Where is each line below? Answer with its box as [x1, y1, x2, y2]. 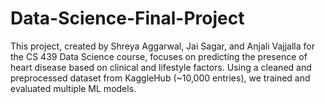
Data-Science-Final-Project [10, 7, 245, 30]
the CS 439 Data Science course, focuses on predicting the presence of [10, 50, 308, 62]
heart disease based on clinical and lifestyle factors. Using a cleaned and [10, 61, 312, 73]
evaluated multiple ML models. [10, 82, 137, 94]
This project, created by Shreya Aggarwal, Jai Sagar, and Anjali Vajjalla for [10, 40, 315, 52]
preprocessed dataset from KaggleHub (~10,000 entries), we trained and [10, 72, 311, 84]
